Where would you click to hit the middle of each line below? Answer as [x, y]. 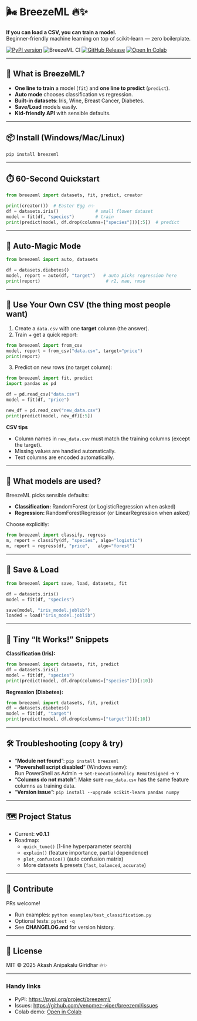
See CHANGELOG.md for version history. [65, 927]
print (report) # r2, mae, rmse [76, 281]
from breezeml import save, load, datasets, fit [67, 583]
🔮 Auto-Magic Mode [43, 246]
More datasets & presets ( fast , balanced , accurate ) [85, 865]
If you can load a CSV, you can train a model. [61, 32]
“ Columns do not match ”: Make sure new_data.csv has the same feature [102, 779]
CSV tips [17, 427]
